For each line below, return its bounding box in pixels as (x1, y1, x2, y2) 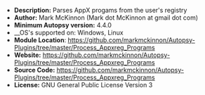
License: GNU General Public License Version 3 (13, 81, 153, 89)
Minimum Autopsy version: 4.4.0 (13, 21, 112, 29)
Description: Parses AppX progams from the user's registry (13, 6, 187, 14)
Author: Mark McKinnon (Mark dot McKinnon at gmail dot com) (13, 13, 199, 22)
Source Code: (13, 66, 55, 74)
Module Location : (13, 36, 67, 44)
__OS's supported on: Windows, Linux (13, 28, 124, 37)
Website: (13, 51, 41, 59)
